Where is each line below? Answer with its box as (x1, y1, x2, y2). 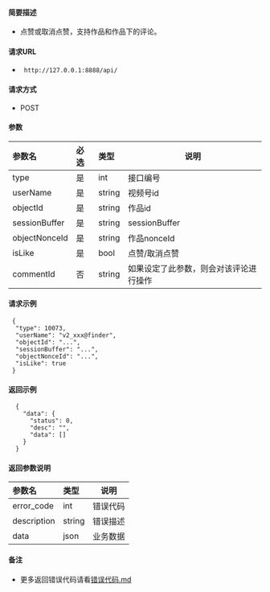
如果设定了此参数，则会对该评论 (127, 262, 249, 273)
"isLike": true (15, 360, 67, 368)
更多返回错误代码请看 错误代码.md (19, 574, 132, 584)
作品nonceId (127, 232, 175, 244)
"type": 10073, (15, 324, 67, 333)
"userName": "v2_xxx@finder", (15, 331, 117, 339)
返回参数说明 (8, 462, 51, 472)
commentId (12, 268, 55, 279)
